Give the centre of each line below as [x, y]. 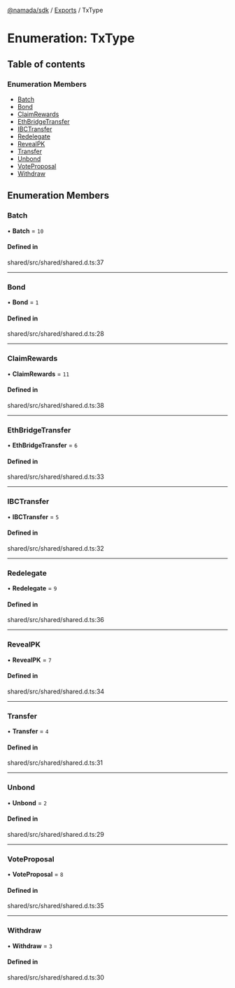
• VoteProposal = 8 [35, 875]
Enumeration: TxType [71, 38]
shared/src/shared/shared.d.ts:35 [56, 906]
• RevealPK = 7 [29, 660]
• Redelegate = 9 [32, 588]
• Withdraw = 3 [30, 946]
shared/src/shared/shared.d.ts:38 [56, 405]
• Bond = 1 [23, 302]
